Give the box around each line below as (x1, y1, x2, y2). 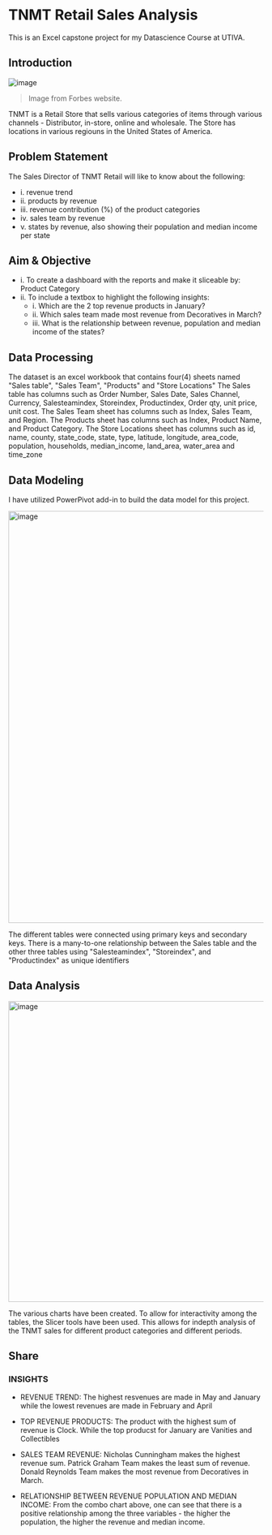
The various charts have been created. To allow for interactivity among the (8, 1309, 257, 1318)
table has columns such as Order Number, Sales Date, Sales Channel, (8, 390, 240, 399)
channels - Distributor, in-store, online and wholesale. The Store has (8, 118, 236, 127)
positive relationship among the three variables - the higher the (19, 1508, 231, 1518)
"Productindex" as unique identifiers (8, 955, 130, 965)
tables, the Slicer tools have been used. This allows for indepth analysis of (8, 1317, 256, 1326)
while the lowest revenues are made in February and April (19, 1400, 213, 1410)
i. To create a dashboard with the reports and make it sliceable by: (19, 275, 241, 285)
